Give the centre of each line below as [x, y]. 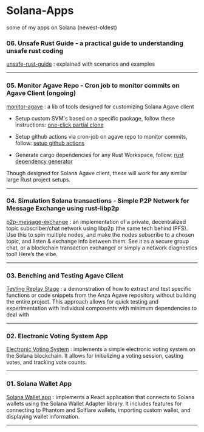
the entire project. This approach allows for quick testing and [83, 302]
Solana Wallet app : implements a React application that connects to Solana [100, 397]
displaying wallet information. [43, 416]
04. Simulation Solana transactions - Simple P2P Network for [98, 201]
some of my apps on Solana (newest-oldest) [62, 27]
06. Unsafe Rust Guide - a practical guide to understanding [95, 43]
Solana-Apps [40, 11]
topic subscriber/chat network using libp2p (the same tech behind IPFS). [97, 228]
